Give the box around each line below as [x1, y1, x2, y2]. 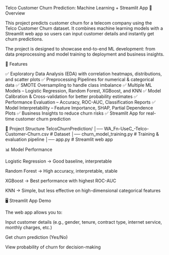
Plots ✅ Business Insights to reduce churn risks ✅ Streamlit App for [5, 110, 145, 116]
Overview [5, 10, 25, 16]
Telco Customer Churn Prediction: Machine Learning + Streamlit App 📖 [5, 5, 152, 11]
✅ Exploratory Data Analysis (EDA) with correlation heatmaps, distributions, [5, 71, 162, 77]
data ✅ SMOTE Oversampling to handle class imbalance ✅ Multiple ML [5, 82, 152, 88]
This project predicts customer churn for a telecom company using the [5, 20, 152, 26]
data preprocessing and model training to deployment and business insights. [5, 51, 164, 57]
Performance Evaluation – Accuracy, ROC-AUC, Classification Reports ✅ [5, 99, 156, 105]
